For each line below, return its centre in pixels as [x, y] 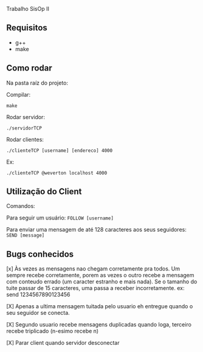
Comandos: [21, 206]
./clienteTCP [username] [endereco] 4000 [60, 150]
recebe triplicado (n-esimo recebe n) [53, 331]
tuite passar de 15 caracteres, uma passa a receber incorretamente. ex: [95, 288]
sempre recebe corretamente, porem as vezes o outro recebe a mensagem [100, 275]
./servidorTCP [24, 128]
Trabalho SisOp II [28, 9]
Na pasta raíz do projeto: [37, 83]
